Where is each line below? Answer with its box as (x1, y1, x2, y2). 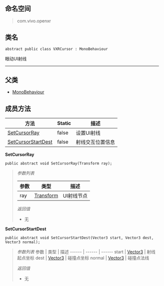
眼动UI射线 (5, 56, 27, 61)
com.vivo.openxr (17, 18, 51, 23)
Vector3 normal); (5, 240, 41, 245)
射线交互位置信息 (76, 139, 116, 145)
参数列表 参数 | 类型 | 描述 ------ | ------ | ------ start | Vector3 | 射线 (17, 249, 156, 255)
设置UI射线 (76, 130, 101, 137)
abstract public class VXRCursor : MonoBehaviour (5, 46, 108, 51)
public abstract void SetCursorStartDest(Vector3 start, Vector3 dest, (5, 236, 154, 241)
